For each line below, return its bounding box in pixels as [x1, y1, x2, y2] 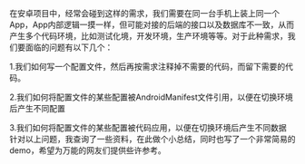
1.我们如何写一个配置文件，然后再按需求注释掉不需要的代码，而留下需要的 [9, 62, 286, 72]
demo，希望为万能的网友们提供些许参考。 [9, 145, 166, 156]
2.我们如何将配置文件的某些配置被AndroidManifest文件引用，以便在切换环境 [9, 92, 293, 102]
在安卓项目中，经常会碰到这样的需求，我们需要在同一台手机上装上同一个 [9, 8, 280, 18]
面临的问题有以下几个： [25, 42, 113, 53]
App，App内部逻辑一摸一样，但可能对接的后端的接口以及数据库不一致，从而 [9, 19, 295, 30]
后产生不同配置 [9, 103, 65, 113]
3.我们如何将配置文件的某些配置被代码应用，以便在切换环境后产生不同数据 [9, 122, 288, 133]
